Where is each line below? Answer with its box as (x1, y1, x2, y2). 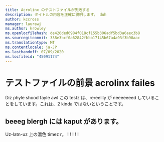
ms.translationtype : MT (5, 40, 55, 45)
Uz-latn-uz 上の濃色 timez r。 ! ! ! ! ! (5, 131, 79, 137)
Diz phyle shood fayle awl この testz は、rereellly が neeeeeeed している (5, 95, 155, 101)
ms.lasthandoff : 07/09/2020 (5, 49, 64, 54)
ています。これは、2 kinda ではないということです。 (18, 101, 126, 107)
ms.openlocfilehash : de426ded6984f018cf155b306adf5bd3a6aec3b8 (5, 31, 140, 36)
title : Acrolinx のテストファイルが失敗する (5, 7, 90, 13)
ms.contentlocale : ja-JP (5, 45, 57, 50)
